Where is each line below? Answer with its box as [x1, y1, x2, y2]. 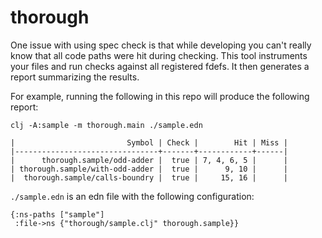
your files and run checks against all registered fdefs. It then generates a [10, 60, 310, 72]
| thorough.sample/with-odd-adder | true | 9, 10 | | [10, 164, 288, 174]
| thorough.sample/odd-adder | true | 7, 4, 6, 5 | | [10, 155, 288, 165]
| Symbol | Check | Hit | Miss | [10, 137, 288, 148]
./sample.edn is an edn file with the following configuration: [10, 190, 255, 202]
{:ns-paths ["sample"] [10, 209, 105, 220]
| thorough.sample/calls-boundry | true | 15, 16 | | [10, 172, 288, 183]
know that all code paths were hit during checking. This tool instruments [10, 49, 308, 61]
